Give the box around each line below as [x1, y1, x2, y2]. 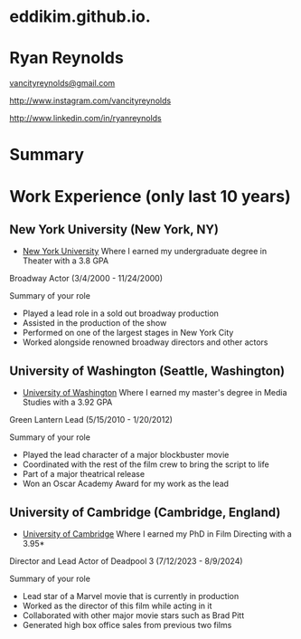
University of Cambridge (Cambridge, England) [9, 504, 281, 520]
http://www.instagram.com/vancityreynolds [9, 95, 172, 106]
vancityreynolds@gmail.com [9, 78, 116, 89]
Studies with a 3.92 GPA [22, 396, 113, 408]
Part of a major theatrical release [22, 469, 146, 480]
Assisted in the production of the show [22, 318, 167, 329]
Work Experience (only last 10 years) [9, 186, 291, 206]
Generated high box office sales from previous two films [22, 619, 232, 630]
